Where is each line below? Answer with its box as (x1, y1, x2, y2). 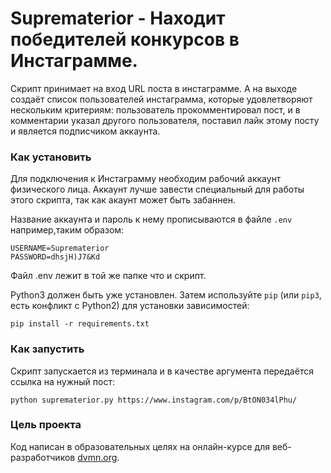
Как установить (10, 150, 92, 164)
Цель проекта (10, 418, 82, 432)
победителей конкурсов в (10, 28, 240, 51)
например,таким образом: (10, 224, 125, 236)
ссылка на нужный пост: (10, 375, 115, 387)
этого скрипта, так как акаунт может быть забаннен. (10, 194, 236, 206)
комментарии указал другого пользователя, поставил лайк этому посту (10, 114, 320, 126)
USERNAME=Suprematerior (10, 243, 110, 254)
